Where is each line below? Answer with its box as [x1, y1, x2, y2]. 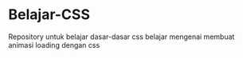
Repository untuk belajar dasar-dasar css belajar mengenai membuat [8, 32, 235, 41]
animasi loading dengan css [8, 40, 100, 49]
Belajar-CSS [8, 6, 90, 24]
